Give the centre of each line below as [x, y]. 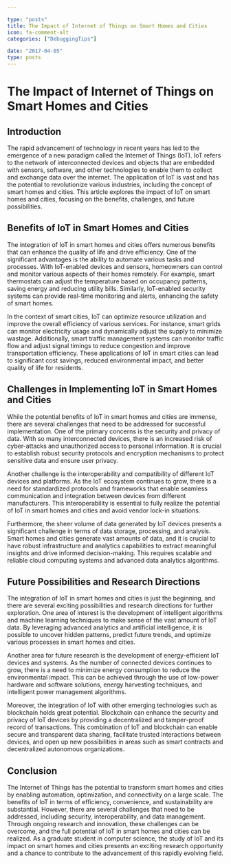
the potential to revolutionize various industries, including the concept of [110, 184]
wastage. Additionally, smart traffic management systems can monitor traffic [115, 338]
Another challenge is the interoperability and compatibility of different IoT [111, 474]
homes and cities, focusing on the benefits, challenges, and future [101, 199]
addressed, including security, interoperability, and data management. [106, 817]
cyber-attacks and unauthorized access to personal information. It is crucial [114, 446]
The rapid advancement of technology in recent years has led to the [103, 148]
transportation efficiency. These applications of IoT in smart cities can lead [113, 353]
